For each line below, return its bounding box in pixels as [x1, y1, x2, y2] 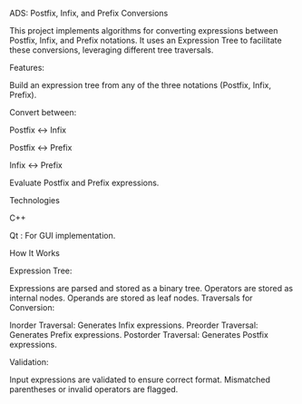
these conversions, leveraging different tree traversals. [9, 44, 214, 55]
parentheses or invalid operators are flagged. [9, 384, 179, 394]
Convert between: [9, 107, 77, 117]
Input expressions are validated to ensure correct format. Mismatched [9, 374, 270, 385]
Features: [9, 63, 45, 73]
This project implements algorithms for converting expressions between [9, 25, 278, 35]
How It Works [9, 248, 61, 258]
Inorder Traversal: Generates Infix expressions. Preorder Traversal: [9, 320, 258, 330]
